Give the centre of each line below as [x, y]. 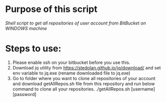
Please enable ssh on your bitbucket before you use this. [71, 62]
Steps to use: [33, 49]
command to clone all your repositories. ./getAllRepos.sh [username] [84, 89]
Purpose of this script [51, 9]
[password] [24, 94]
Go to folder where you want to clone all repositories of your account [84, 78]
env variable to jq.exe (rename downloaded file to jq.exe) [71, 73]
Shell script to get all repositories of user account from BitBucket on [76, 23]
